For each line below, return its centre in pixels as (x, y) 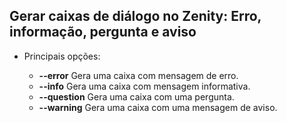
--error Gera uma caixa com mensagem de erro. (138, 75)
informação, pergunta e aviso (103, 32)
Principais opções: (62, 56)
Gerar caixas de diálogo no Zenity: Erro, (135, 16)
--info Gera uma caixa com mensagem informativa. (144, 86)
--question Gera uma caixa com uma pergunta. (136, 96)
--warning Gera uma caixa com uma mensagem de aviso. (158, 107)
